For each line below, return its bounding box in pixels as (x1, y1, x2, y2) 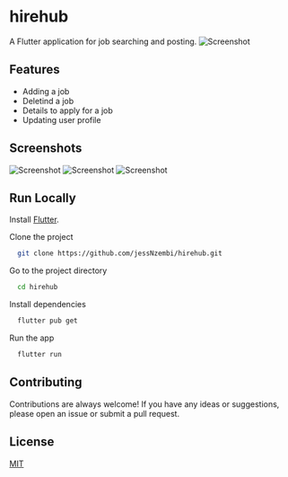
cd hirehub (17, 283, 58, 292)
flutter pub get (17, 316, 78, 325)
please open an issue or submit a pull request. (9, 408, 180, 419)
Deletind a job (22, 95, 74, 106)
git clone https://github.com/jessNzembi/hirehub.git (17, 249, 223, 258)
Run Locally (9, 190, 76, 206)
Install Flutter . (9, 214, 60, 225)
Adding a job (22, 85, 70, 96)
